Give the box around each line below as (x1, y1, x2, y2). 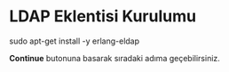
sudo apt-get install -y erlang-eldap (9, 36, 140, 46)
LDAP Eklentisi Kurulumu (9, 6, 197, 27)
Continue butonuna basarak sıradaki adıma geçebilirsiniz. (9, 52, 220, 63)
